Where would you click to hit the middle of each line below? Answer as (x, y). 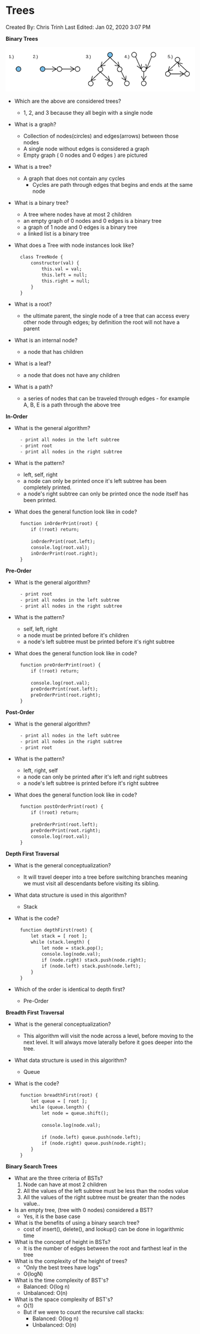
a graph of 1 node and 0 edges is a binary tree (80, 227)
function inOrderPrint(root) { (59, 523)
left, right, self (41, 770)
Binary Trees (22, 38)
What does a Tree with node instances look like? (74, 245)
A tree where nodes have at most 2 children (77, 214)
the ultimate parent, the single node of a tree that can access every (106, 315)
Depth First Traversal (32, 853)
